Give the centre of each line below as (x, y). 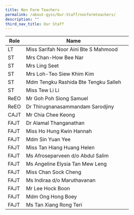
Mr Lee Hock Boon (48, 188)
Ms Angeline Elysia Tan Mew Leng (66, 164)
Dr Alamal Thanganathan (55, 123)
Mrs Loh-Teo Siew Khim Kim (60, 74)
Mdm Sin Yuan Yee (48, 139)
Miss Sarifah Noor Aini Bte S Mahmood (72, 49)
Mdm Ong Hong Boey (51, 197)
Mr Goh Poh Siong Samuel (57, 99)
